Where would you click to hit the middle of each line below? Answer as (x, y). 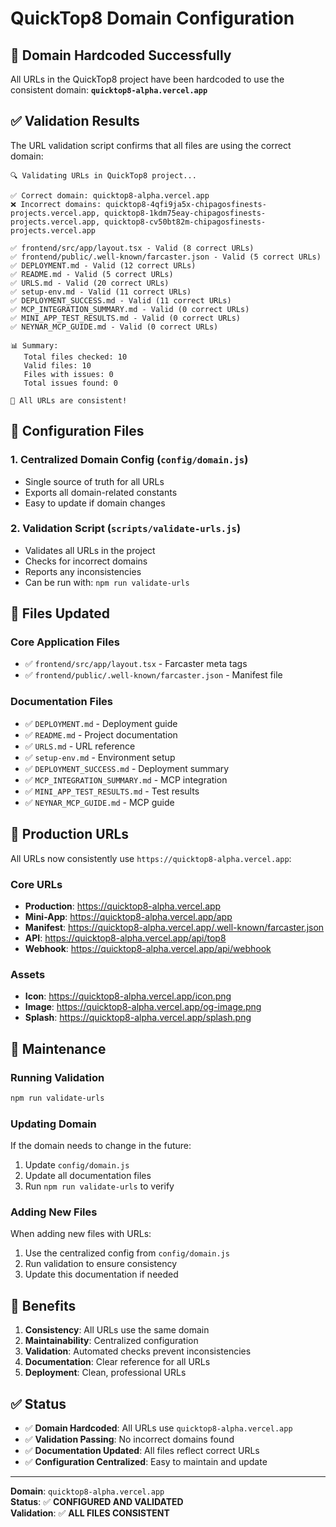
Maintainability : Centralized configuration (111, 1341)
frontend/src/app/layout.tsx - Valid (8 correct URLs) (138, 248)
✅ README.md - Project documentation (101, 734)
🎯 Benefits (43, 1305)
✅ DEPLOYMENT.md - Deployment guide (101, 723)
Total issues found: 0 (70, 383)
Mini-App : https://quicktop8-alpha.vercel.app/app (128, 916)
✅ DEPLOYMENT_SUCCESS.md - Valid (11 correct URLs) (121, 300)
